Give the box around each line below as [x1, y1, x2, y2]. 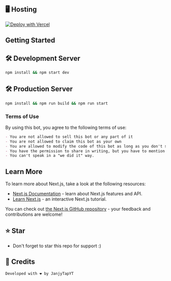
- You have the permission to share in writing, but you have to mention [5, 148, 165, 154]
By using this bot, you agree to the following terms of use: [5, 124, 127, 130]
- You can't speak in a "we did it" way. [5, 153, 95, 158]
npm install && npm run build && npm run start [5, 101, 108, 106]
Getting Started [5, 36, 55, 45]
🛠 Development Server [5, 54, 80, 63]
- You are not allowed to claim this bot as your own [5, 139, 122, 144]
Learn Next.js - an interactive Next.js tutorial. [12, 196, 107, 202]
